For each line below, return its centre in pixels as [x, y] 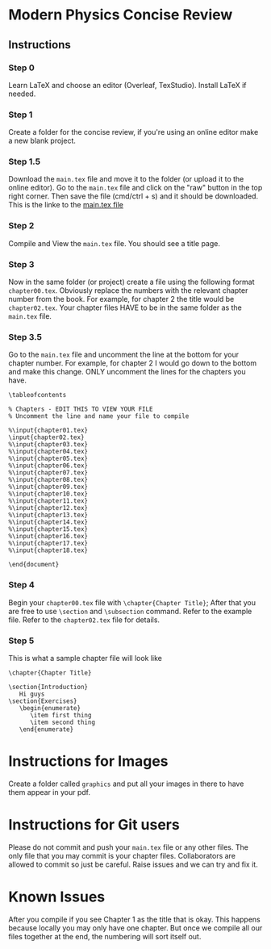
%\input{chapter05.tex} [48, 459]
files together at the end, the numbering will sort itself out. [105, 936]
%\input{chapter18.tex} [48, 550]
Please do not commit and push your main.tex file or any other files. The [128, 847]
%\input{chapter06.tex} [48, 466]
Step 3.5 [25, 337]
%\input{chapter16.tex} [48, 537]
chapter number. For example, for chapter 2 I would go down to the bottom [132, 363]
